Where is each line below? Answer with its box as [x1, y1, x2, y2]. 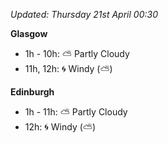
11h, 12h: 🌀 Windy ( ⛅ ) [24, 63, 113, 74]
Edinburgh [10, 86, 55, 98]
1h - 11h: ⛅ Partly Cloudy [24, 106, 128, 118]
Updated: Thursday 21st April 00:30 [10, 9, 158, 20]
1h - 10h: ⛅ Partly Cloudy [24, 48, 130, 59]
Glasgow [10, 28, 48, 39]
